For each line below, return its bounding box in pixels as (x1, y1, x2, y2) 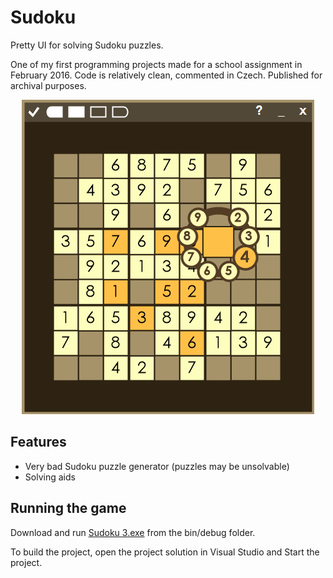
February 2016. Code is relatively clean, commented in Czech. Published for (10, 69, 323, 81)
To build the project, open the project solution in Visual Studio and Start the (10, 546, 320, 558)
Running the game (10, 500, 127, 517)
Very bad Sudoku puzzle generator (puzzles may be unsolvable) (24, 460, 290, 472)
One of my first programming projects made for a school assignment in (10, 58, 303, 70)
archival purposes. (10, 79, 87, 91)
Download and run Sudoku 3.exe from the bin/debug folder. (10, 526, 256, 538)
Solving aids (24, 471, 76, 483)
